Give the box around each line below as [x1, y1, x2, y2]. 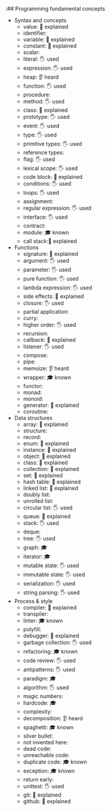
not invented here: [23, 739, 69, 746]
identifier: [23, 29, 47, 37]
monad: [23, 389, 42, 396]
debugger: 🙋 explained [23, 632, 79, 639]
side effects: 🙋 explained [23, 293, 84, 300]
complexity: [23, 708, 52, 715]
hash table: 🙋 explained [23, 478, 81, 485]
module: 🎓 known [23, 229, 69, 236]
